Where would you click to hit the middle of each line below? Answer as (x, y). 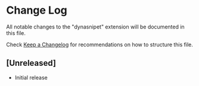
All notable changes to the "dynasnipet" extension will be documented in (95, 27)
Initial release (31, 77)
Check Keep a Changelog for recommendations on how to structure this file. (100, 44)
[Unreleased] (31, 63)
